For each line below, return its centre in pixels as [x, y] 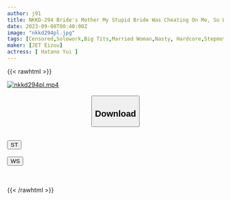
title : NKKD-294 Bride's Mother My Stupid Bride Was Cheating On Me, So [113, 20]
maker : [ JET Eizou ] [35, 45]
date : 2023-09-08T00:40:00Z [47, 26]
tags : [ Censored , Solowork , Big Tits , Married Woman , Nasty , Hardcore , [106, 39]
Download [115, 113]
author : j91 [24, 13]
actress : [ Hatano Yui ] [43, 52]
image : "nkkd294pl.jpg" [41, 33]
